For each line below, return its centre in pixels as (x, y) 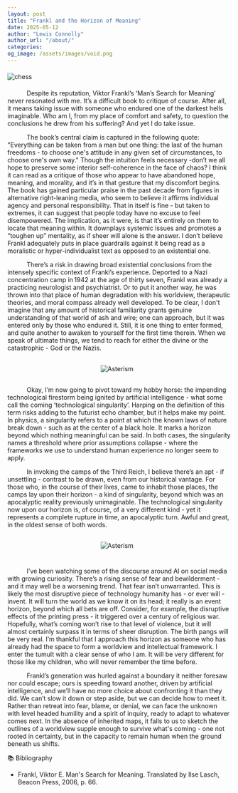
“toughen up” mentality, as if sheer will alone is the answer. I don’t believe (115, 235)
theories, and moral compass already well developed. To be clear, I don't (114, 302)
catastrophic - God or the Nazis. (54, 348)
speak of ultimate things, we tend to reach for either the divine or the (108, 340)
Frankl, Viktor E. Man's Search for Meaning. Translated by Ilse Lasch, (119, 774)
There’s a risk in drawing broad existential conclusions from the (119, 264)
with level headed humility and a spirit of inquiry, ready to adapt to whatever (119, 713)
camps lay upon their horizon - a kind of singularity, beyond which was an (115, 494)
